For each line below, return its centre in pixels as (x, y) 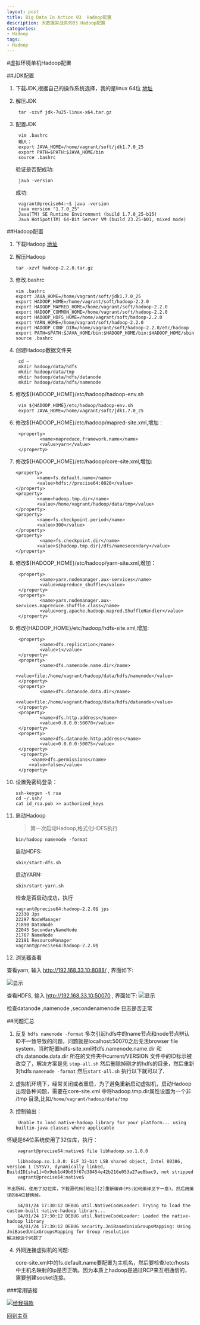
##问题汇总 (21, 1021)
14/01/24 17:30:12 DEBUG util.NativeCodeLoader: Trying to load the (104, 1205)
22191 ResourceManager (43, 940)
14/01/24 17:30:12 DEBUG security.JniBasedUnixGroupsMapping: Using (104, 1226)
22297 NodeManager (38, 919)
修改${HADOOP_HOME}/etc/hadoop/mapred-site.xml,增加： (90, 423)
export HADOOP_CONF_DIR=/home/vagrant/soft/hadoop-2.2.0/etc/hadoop (102, 328)
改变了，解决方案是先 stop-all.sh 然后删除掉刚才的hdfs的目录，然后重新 (105, 1063)
